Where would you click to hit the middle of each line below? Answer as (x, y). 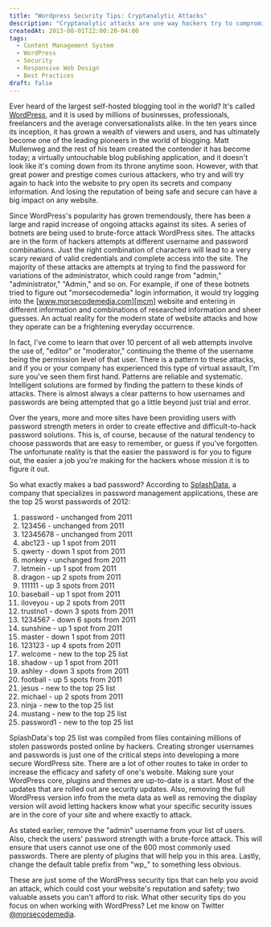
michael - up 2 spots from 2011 (72, 696)
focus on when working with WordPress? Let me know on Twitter (117, 905)
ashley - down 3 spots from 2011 (75, 671)
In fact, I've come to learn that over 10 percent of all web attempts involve (131, 342)
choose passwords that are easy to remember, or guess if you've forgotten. (134, 443)
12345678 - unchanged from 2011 (77, 534)
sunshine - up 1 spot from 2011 (72, 628)
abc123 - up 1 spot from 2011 (68, 543)
